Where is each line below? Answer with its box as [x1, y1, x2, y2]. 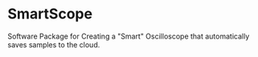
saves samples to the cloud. [7, 39, 100, 49]
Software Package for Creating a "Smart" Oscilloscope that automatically [7, 31, 250, 41]
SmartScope [7, 5, 93, 23]
